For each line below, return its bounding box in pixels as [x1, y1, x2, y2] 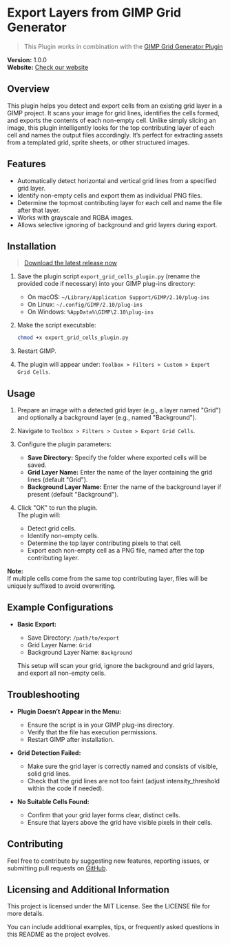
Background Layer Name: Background [27, 648, 132, 656]
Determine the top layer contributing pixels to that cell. [27, 539, 182, 547]
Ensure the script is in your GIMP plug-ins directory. [27, 720, 174, 729]
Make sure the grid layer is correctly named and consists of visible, [27, 762, 218, 770]
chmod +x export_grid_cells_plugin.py [17, 334, 129, 341]
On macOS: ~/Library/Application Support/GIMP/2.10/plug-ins [27, 293, 210, 301]
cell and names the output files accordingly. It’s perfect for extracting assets [7, 131, 223, 139]
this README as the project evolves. [7, 930, 110, 939]
